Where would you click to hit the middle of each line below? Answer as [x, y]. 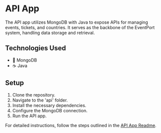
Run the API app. [29, 116]
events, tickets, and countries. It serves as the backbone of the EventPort [80, 27]
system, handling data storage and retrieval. [50, 33]
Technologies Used [35, 48]
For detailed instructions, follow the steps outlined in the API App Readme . [81, 125]
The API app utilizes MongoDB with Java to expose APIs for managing [77, 22]
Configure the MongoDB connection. [50, 110]
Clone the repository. [34, 95]
